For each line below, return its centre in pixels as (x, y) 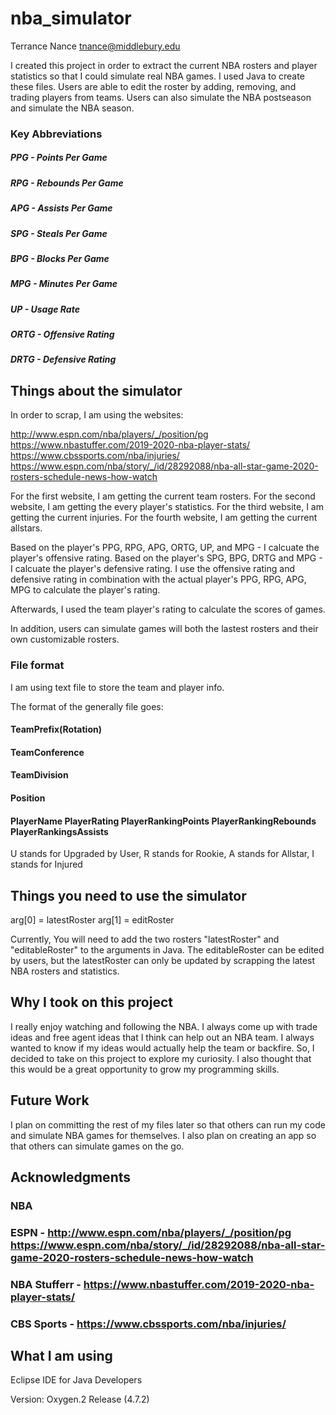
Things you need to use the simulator (128, 895)
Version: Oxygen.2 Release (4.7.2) (80, 1399)
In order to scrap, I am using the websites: (97, 415)
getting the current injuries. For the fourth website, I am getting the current (164, 518)
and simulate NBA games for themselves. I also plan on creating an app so (163, 1135)
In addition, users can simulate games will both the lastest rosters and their (164, 629)
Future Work (50, 1100)
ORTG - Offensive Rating (62, 334)
